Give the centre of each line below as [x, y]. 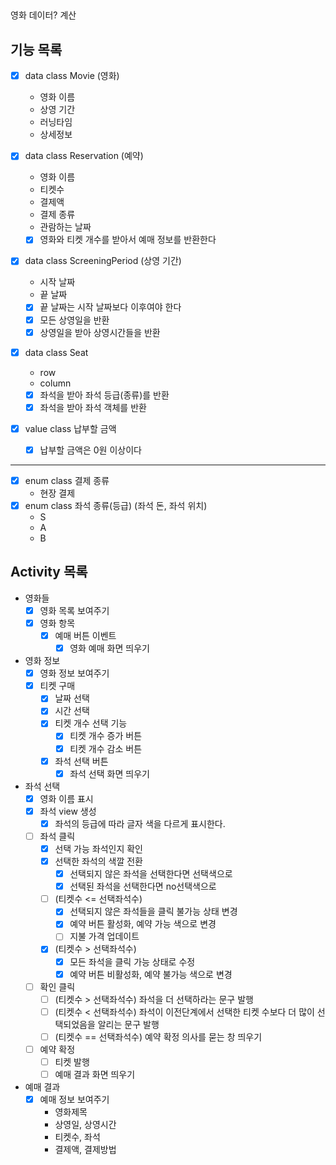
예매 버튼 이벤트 [85, 636]
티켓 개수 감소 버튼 [106, 748]
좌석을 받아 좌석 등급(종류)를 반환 [104, 395]
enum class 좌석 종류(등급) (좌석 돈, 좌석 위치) [116, 506]
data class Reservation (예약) [84, 156]
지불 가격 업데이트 [104, 936]
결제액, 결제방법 [85, 1150]
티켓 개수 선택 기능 [91, 723]
